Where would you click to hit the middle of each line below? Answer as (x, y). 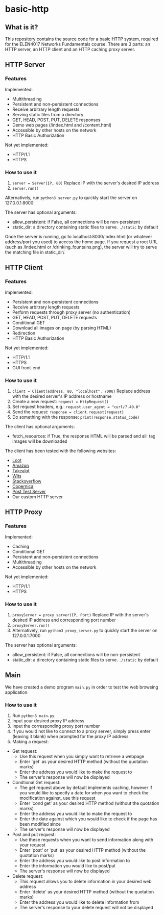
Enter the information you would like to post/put (68, 866)
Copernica (23, 486)
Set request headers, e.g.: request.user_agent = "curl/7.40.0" (76, 407)
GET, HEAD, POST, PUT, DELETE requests (54, 317)
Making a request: (30, 742)
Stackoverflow (27, 481)
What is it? (22, 27)
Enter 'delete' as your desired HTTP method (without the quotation (87, 892)
